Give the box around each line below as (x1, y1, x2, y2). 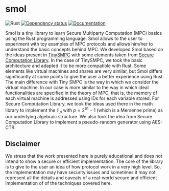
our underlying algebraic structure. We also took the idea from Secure (5, 114, 153, 120)
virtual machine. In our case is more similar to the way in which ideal (5, 84, 149, 90)
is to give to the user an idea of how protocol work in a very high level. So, (5, 164, 161, 170)
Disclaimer (5, 139, 40, 148)
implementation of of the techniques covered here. (5, 180, 112, 186)
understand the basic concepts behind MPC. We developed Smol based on (5, 46, 163, 52)
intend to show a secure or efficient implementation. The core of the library (5, 158, 163, 164)
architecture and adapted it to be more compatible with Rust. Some (5, 62, 147, 69)
